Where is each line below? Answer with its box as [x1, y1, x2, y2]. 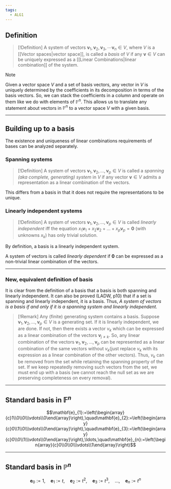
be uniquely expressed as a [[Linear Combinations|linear [17, 56, 136, 63]
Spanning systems [5, 156, 52, 163]
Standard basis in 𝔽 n [5, 394, 72, 405]
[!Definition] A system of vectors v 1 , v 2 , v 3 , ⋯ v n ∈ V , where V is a [17, 44, 155, 52]
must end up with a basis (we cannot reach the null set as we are [17, 370, 154, 376]
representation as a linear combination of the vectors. [17, 179, 131, 186]
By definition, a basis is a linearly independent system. [5, 243, 120, 250]
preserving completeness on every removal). [17, 375, 112, 381]
